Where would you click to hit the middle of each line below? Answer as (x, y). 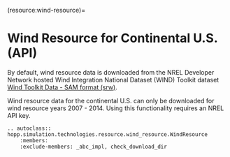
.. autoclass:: (29, 128)
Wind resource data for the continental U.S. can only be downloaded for (111, 100)
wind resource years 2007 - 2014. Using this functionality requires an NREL (116, 108)
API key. (19, 115)
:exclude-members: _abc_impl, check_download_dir (94, 147)
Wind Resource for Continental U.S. (113, 38)
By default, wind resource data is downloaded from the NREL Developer (111, 72)
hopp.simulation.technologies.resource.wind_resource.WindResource (108, 134)
